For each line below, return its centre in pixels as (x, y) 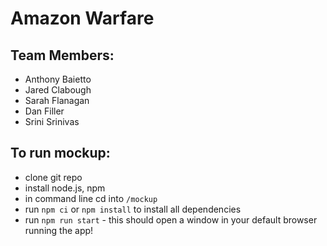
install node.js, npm (65, 188)
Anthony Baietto (58, 79)
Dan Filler (44, 111)
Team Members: (62, 55)
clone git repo (53, 177)
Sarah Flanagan (57, 100)
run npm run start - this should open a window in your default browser (171, 219)
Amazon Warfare (82, 18)
